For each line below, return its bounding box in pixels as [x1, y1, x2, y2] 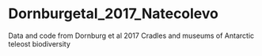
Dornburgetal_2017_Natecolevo [8, 5, 219, 23]
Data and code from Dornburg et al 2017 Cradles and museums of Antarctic [8, 31, 255, 40]
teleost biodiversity [8, 39, 71, 48]
